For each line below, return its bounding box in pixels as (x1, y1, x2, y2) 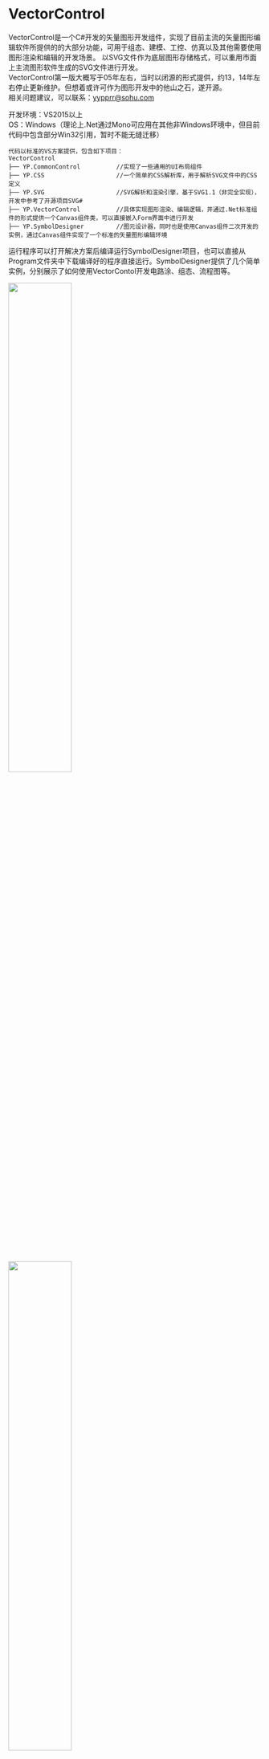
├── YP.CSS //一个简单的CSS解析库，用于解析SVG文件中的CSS (8, 171, 258, 179)
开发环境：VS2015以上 (8, 109, 84, 119)
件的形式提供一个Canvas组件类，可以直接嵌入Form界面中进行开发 (8, 214, 194, 222)
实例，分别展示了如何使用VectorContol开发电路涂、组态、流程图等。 (8, 266, 235, 275)
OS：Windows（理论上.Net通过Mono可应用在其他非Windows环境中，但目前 (8, 120, 260, 129)
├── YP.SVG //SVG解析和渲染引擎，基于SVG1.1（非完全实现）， (8, 188, 261, 197)
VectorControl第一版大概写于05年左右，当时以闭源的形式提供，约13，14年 (8, 72, 254, 82)
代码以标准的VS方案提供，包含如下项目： (8, 147, 124, 155)
